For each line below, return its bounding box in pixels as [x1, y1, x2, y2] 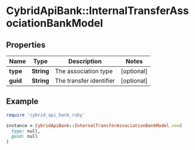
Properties [6, 40, 46, 50]
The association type [55, 67, 113, 75]
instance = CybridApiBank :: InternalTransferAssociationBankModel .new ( [6, 122, 183, 128]
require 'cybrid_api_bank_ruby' [6, 112, 85, 118]
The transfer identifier [55, 77, 116, 84]
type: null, [11, 128, 41, 134]
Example [6, 97, 39, 107]
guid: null [11, 134, 38, 139]
